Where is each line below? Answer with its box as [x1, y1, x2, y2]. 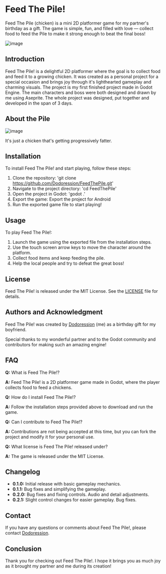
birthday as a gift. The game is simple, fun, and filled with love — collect [5, 25, 153, 31]
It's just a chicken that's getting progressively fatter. [5, 138, 112, 144]
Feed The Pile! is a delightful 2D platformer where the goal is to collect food [5, 68, 161, 74]
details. [5, 294, 20, 299]
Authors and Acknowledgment [5, 308, 103, 316]
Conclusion [5, 544, 42, 553]
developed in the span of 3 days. [5, 100, 73, 106]
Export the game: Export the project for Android [12, 196, 111, 202]
